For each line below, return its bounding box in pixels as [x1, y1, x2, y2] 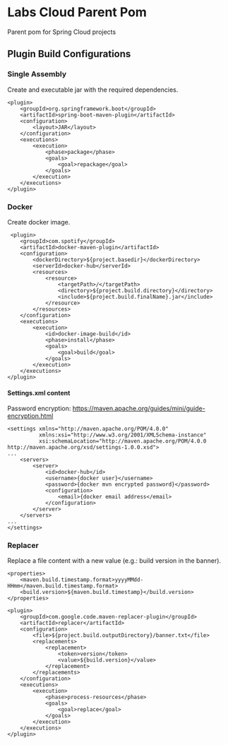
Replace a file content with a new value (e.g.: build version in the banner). [7, 556, 221, 565]
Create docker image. [7, 217, 71, 226]
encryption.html [7, 412, 54, 420]
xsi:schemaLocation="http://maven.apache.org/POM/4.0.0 [38, 438, 207, 445]
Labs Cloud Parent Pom [7, 4, 147, 20]
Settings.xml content [7, 388, 71, 397]
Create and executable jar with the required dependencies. [7, 85, 179, 94]
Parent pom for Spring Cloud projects [7, 28, 116, 36]
